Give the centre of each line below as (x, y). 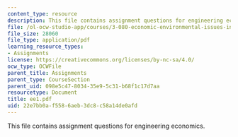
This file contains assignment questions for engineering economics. (106, 126)
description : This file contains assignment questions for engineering (115, 20)
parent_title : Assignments (47, 73)
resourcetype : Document (42, 93)
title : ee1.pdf (30, 100)
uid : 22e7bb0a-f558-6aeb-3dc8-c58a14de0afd (73, 106)
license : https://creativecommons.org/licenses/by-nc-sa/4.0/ (101, 60)
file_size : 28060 (33, 34)
